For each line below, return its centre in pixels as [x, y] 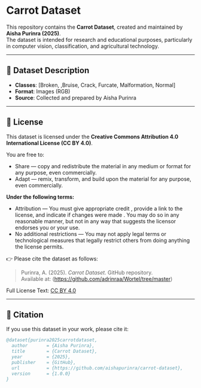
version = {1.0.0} [41, 374]
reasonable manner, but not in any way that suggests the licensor [95, 221]
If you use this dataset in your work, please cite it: [67, 329]
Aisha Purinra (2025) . [33, 33]
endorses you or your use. [47, 228]
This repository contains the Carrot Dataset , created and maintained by [95, 27]
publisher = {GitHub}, [44, 362]
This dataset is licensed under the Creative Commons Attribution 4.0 [92, 137]
